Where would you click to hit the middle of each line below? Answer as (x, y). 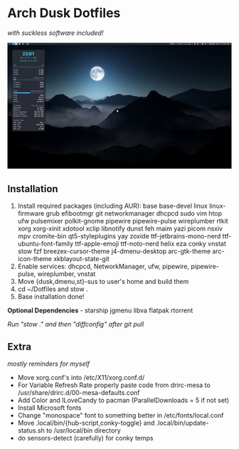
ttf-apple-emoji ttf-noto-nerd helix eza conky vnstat (150, 244)
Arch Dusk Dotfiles (64, 13)
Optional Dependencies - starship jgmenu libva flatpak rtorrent (100, 310)
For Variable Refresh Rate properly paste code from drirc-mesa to (114, 385)
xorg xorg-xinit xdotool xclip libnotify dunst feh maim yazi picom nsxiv (120, 228)
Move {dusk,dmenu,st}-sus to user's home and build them (103, 282)
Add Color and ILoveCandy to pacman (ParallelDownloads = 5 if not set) (123, 401)
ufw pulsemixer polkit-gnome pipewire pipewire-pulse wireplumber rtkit (123, 221)
